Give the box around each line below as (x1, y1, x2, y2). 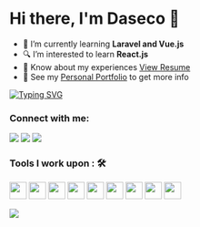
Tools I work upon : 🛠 (9, 157, 106, 170)
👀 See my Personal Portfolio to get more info (22, 71, 189, 82)
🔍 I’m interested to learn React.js (22, 48, 148, 59)
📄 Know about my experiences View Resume (22, 61, 191, 72)
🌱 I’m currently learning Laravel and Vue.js (22, 38, 185, 49)
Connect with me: (9, 111, 90, 124)
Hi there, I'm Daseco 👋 (9, 8, 180, 29)
